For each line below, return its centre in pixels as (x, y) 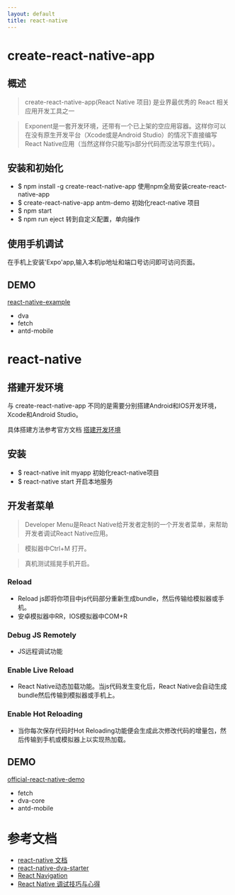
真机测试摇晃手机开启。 (59, 563)
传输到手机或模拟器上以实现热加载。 (76, 739)
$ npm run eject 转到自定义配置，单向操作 (79, 219)
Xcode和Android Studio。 (45, 414)
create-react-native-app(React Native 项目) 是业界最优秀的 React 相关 (127, 102)
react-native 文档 (42, 860)
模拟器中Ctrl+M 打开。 (57, 548)
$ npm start (34, 211)
